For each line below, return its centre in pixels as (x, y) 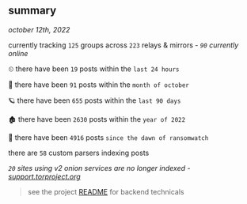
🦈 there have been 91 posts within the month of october (99, 85)
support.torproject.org (44, 176)
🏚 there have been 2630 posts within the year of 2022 (97, 119)
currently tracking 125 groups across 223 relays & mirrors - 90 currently (123, 45)
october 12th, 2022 (39, 29)
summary (32, 11)
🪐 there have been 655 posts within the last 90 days (95, 100)
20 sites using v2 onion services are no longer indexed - (99, 168)
